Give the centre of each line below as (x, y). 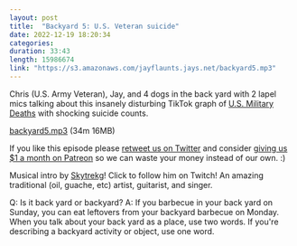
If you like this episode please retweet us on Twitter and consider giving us (148, 148)
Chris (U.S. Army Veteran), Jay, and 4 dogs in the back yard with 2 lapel (143, 94)
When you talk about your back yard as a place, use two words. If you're (144, 222)
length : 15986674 (42, 60)
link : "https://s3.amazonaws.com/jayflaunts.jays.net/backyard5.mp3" (143, 69)
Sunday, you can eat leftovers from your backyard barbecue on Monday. (144, 212)
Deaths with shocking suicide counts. (79, 113)
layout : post (34, 18)
